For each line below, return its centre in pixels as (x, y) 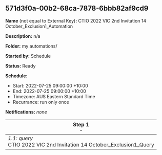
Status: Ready (21, 65)
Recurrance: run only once (41, 102)
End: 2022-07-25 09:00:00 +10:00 (49, 91)
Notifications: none (26, 112)
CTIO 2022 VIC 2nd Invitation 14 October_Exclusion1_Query (81, 144)
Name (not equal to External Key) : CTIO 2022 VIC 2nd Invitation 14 (76, 20)
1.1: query (21, 138)
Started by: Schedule (28, 56)
